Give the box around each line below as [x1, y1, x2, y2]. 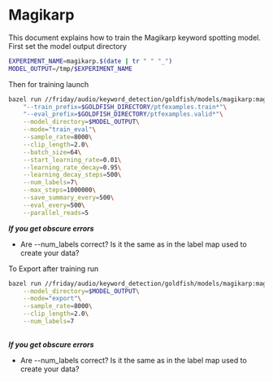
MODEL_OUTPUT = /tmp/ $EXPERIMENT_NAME [8, 64, 132, 72]
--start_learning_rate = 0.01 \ [23, 156, 122, 164]
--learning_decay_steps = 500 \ [23, 171, 122, 179]
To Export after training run [8, 263, 99, 274]
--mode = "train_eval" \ [23, 125, 96, 134]
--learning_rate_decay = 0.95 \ [23, 163, 122, 172]
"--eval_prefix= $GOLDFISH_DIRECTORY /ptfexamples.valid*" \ [23, 110, 223, 119]
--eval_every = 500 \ [23, 201, 85, 209]
